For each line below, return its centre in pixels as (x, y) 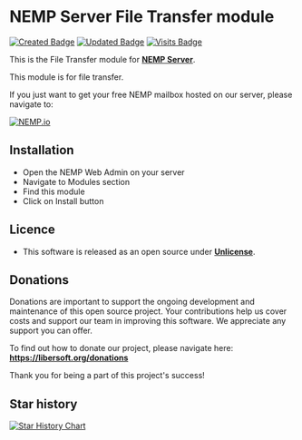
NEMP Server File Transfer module (142, 17)
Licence (33, 230)
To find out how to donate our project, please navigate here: (122, 348)
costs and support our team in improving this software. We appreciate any (148, 321)
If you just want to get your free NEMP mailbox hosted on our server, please (151, 94)
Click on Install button (63, 200)
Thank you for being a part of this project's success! (107, 376)
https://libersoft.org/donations (69, 358)
